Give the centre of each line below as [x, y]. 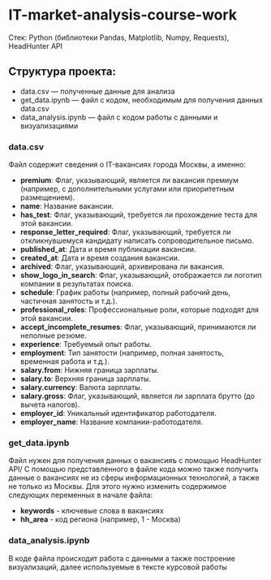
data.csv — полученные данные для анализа [98, 91]
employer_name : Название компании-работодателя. [112, 422]
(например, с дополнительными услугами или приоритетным [127, 189]
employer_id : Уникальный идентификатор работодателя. [118, 413]
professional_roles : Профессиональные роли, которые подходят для [140, 309]
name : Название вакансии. [67, 206]
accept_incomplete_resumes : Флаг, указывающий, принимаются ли [138, 327]
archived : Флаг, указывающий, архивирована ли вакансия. [122, 266]
